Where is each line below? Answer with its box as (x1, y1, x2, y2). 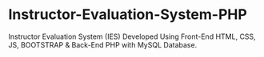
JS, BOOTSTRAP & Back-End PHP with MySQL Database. (8, 40, 198, 49)
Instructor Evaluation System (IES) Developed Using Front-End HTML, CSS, (8, 32, 256, 41)
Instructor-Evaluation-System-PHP (8, 6, 248, 24)
